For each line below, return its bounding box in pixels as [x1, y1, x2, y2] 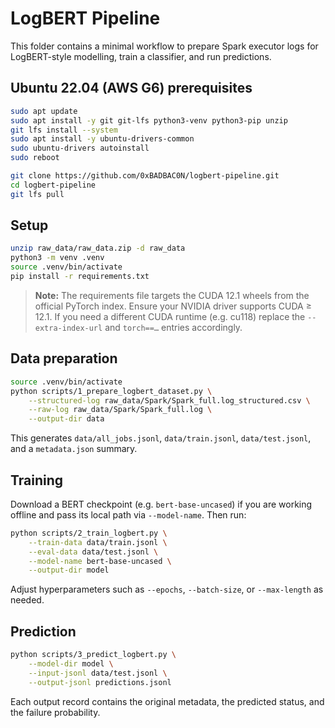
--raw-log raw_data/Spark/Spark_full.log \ [28, 405, 213, 415]
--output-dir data [28, 414, 105, 424]
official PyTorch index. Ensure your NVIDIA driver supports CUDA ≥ [34, 300, 312, 312]
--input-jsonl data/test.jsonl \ [28, 668, 168, 678]
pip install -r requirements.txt [10, 272, 150, 282]
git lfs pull [10, 189, 65, 199]
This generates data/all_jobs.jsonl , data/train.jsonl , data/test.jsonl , [10, 432, 312, 444]
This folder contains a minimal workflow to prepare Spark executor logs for [10, 40, 319, 52]
